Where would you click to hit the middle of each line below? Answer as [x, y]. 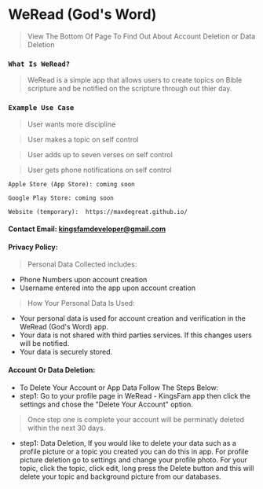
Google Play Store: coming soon [61, 198]
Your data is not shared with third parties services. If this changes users [136, 335]
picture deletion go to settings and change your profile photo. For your [133, 460]
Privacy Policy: [33, 247]
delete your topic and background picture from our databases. [120, 476]
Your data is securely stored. [66, 352]
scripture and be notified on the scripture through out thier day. [130, 89]
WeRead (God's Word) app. [64, 327]
